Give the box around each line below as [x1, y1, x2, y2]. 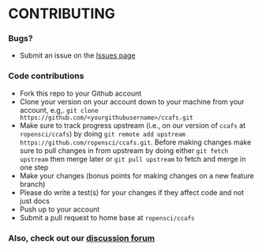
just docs [19, 196, 50, 205]
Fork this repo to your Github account [19, 88, 142, 98]
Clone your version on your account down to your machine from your [19, 96, 245, 107]
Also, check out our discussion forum [8, 232, 155, 243]
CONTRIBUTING [8, 5, 116, 23]
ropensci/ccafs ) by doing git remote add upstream [19, 129, 185, 138]
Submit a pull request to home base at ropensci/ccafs [19, 212, 195, 222]
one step [19, 163, 49, 172]
